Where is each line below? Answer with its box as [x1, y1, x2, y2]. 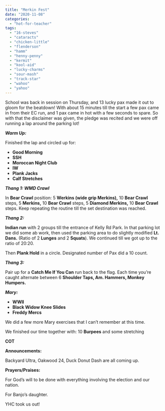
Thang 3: [5, 259, 25, 265]
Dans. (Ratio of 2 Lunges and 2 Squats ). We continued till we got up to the [5, 235, 158, 241]
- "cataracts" [9, 35, 39, 40]
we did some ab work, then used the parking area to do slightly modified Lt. [5, 230, 159, 235]
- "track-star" [9, 76, 41, 81]
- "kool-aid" [9, 62, 37, 67]
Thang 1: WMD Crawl [5, 185, 50, 191]
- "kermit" [9, 58, 32, 63]
